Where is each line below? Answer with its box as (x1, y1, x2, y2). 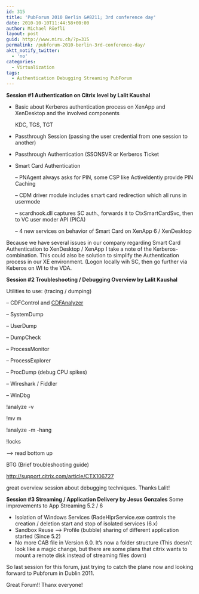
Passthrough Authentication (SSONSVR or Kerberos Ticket (14, 150, 160, 158)
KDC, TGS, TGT (14, 121, 54, 128)
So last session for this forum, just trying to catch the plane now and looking (6, 564, 194, 571)
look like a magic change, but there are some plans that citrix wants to (14, 546, 188, 553)
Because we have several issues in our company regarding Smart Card (6, 239, 181, 247)
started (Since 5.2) (14, 533, 61, 540)
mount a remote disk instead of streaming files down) (14, 552, 146, 559)
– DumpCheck (6, 334, 41, 341)
